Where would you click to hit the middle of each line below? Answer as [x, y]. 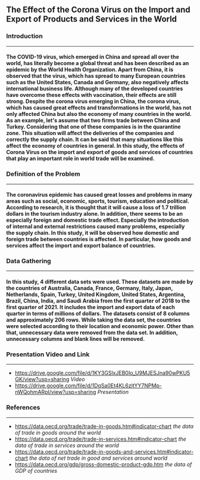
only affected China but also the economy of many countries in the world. [99, 114]
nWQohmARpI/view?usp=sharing [55, 392]
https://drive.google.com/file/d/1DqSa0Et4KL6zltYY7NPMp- [88, 386]
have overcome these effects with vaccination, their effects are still [91, 95]
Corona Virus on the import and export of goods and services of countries [100, 152]
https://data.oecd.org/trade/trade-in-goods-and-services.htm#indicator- [104, 451]
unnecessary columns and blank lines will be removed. [76, 339]
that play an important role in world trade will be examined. [80, 158]
